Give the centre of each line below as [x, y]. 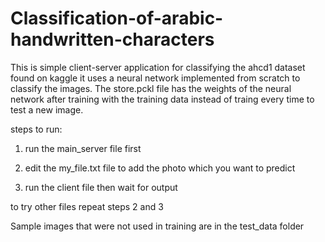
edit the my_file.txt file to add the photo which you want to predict [160, 168]
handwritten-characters [112, 39]
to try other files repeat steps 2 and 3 [87, 206]
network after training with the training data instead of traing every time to [162, 99]
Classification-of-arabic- [117, 18]
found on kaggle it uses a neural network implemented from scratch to [155, 78]
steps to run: [36, 129]
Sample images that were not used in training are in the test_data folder [157, 226]
